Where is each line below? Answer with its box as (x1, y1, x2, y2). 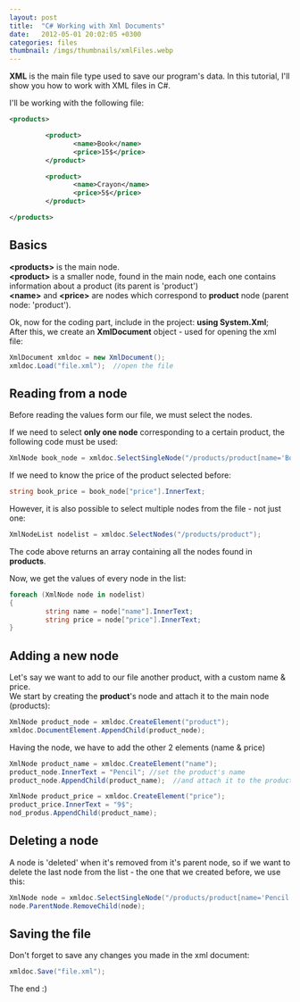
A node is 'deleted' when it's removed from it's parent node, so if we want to (9, 856, 291, 867)
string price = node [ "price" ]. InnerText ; (45, 615, 202, 624)
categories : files (9, 38, 78, 47)
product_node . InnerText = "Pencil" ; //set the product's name (9, 767, 246, 777)
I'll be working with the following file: (9, 97, 145, 108)
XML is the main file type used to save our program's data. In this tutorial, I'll (9, 71, 290, 81)
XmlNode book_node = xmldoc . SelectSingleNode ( (9, 454, 186, 463)
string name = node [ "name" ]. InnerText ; (45, 606, 194, 616)
